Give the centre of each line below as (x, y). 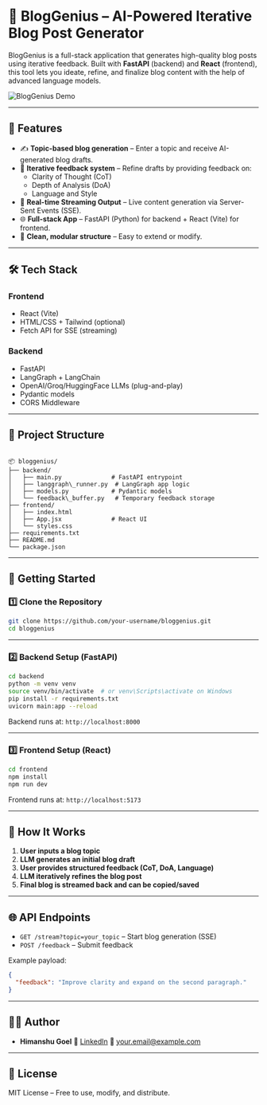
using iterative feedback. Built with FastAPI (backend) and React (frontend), (133, 64)
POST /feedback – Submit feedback (76, 945)
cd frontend (28, 769)
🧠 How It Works (47, 832)
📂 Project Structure (56, 435)
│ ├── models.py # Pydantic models (90, 491)
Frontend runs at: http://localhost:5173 (75, 799)
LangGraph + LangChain (60, 377)
